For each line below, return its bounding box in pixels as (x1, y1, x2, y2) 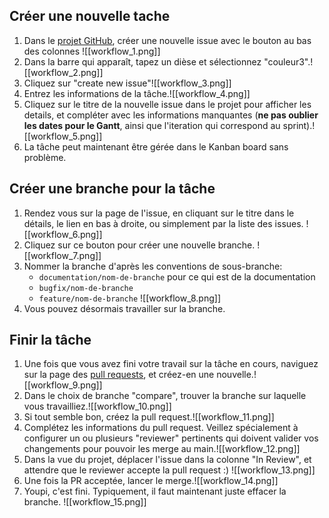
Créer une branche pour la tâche (9, 180, 216, 198)
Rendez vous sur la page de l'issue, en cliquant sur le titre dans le (23, 207, 295, 219)
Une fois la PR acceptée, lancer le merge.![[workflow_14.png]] (23, 475, 279, 487)
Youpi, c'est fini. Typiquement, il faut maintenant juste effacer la (23, 485, 287, 498)
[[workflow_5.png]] (23, 130, 103, 142)
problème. (23, 151, 67, 163)
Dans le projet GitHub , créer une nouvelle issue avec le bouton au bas (23, 34, 312, 46)
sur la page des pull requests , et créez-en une (23, 369, 215, 381)
